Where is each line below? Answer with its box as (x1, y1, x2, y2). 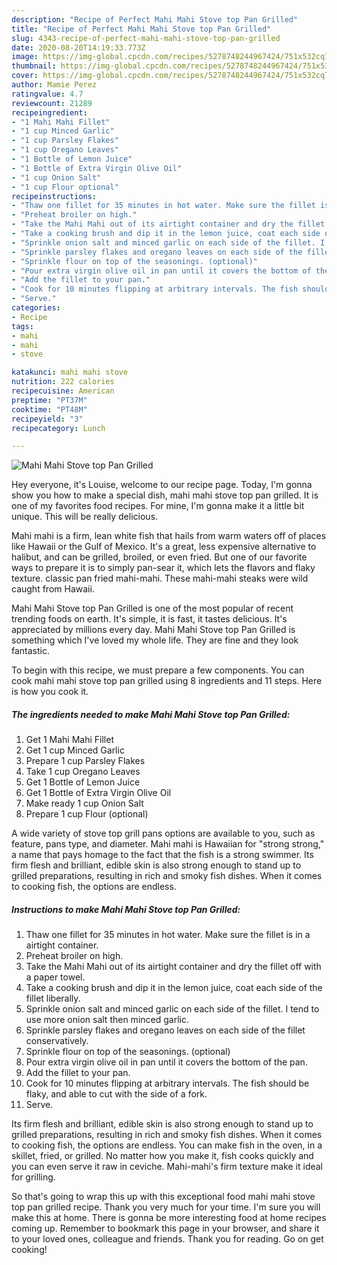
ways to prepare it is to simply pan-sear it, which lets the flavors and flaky (11, 562, 316, 574)
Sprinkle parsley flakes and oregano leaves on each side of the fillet (25, 1024, 306, 1036)
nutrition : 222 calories (11, 377, 115, 387)
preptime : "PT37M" (11, 395, 88, 405)
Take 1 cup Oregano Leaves (25, 766, 141, 778)
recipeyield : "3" (11, 414, 84, 424)
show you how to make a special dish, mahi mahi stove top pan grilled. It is (11, 489, 319, 501)
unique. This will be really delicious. (11, 511, 159, 523)
